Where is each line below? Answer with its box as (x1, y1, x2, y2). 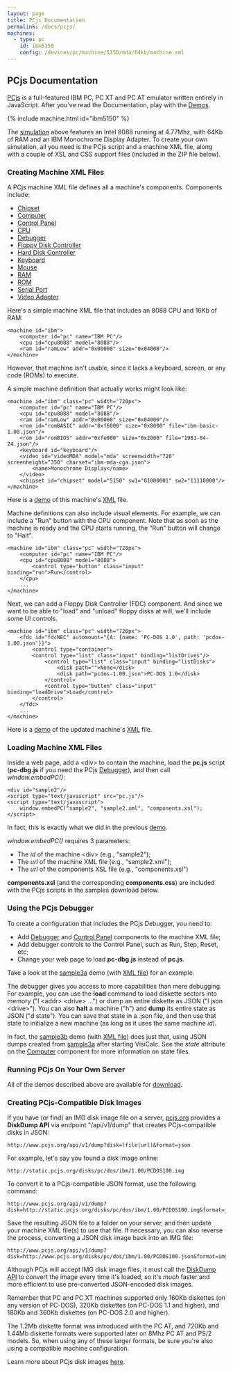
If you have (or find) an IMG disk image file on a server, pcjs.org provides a (7, 1113, 221, 1122)
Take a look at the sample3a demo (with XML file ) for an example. (7, 968, 195, 977)
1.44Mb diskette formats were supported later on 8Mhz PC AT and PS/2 (7, 1329, 212, 1337)
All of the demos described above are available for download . (7, 1080, 183, 1088)
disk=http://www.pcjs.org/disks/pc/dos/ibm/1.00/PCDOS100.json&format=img (7, 1253, 228, 1260)
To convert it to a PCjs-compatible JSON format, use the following (7, 1179, 196, 1188)
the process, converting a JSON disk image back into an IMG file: (7, 1234, 194, 1242)
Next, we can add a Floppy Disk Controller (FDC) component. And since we (7, 599, 223, 608)
